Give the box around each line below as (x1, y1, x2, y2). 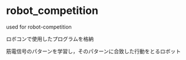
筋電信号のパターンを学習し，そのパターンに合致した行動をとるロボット (6, 48, 181, 55)
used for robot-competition (6, 23, 72, 30)
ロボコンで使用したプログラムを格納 (6, 35, 94, 42)
